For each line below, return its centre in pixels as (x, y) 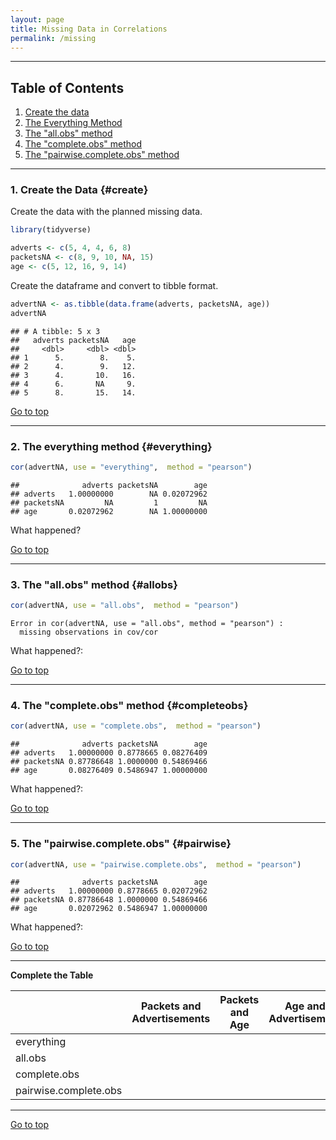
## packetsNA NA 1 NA (109, 502)
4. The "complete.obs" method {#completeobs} (129, 705)
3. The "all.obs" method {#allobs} (94, 584)
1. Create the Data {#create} (79, 190)
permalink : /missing (53, 38)
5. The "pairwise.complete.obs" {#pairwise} (121, 844)
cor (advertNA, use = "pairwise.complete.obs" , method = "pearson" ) (156, 864)
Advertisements (171, 1019)
